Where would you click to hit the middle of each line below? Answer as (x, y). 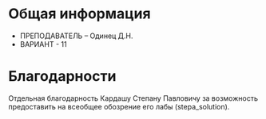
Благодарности (62, 77)
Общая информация (79, 14)
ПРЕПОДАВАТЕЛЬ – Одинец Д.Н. (76, 36)
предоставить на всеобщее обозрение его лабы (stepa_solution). (119, 106)
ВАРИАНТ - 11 (43, 44)
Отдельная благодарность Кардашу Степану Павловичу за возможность (133, 98)
